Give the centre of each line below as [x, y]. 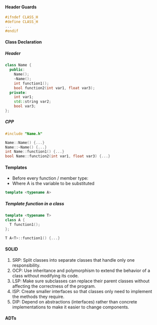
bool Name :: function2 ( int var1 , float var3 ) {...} [58, 156]
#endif [12, 31]
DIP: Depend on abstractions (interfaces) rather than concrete [75, 301]
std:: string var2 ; [33, 102]
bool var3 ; [25, 106]
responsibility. [26, 265]
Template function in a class [35, 203]
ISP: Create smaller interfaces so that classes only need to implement [82, 291]
